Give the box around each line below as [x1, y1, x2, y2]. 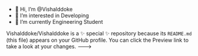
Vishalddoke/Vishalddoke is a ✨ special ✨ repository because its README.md [6, 30, 192, 37]
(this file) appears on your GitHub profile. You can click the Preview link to [6, 36, 189, 43]
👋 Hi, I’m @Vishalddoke [14, 6, 73, 13]
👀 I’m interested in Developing [14, 12, 89, 19]
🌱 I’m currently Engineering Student [14, 18, 103, 25]
